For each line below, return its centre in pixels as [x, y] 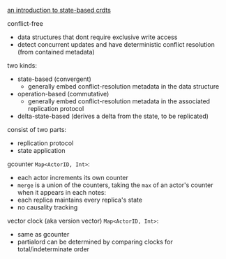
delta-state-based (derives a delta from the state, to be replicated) [113, 116]
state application [41, 150]
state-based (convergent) [54, 79]
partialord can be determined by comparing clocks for [95, 242]
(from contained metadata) [56, 52]
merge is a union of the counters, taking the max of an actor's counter [115, 185]
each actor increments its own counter [73, 178]
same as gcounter [43, 234]
